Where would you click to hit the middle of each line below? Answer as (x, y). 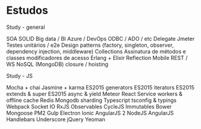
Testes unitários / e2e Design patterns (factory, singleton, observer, (90, 45)
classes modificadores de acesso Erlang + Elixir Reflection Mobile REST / (97, 58)
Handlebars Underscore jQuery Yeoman (56, 119)
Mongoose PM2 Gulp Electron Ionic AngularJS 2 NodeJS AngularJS (90, 113)
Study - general (26, 27)
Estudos (27, 10)
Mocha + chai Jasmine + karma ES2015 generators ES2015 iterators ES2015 (100, 87)
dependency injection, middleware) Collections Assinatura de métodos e (96, 51)
